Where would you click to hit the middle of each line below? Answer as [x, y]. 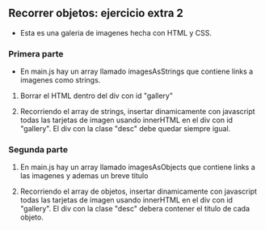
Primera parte [36, 53]
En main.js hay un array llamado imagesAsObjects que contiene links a [138, 167]
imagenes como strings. [60, 80]
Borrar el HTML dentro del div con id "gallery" [97, 96]
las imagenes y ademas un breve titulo [84, 176]
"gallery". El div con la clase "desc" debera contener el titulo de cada [135, 209]
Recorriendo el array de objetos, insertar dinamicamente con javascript [138, 192]
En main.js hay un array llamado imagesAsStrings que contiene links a [137, 71]
